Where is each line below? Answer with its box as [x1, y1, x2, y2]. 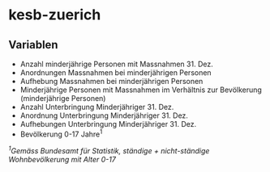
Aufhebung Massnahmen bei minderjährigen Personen [19, 77, 204, 86]
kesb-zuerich [8, 6, 101, 24]
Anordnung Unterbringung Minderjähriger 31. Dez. [19, 111, 189, 120]
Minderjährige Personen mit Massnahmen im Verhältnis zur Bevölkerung [19, 85, 262, 94]
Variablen [8, 38, 58, 52]
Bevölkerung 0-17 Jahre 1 [19, 128, 103, 139]
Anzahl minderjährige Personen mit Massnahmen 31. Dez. [19, 59, 213, 69]
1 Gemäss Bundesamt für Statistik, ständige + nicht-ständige [8, 145, 210, 156]
